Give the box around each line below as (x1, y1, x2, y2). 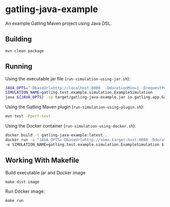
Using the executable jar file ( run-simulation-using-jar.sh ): (5, 75, 131, 81)
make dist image (5, 179, 39, 184)
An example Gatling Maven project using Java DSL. (5, 20, 112, 26)
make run (5, 198, 24, 203)
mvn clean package (5, 48, 44, 54)
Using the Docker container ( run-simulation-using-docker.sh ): (5, 123, 137, 129)
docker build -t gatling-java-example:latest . (5, 133, 108, 138)
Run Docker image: (5, 188, 46, 194)
